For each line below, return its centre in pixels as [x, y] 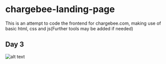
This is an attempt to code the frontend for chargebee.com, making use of [83, 23]
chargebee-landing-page [60, 9]
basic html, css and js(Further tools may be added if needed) [69, 28]
